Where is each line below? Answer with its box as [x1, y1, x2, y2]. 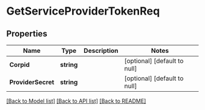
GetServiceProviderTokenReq [6, 4, 160, 18]
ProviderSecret [9, 78, 55, 86]
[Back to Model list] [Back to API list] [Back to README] [6, 97, 146, 105]
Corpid [9, 61, 30, 69]
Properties [6, 29, 48, 39]
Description [83, 47, 119, 55]
